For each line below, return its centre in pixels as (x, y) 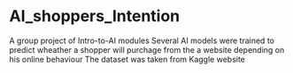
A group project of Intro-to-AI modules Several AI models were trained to (142, 40)
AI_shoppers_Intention (95, 16)
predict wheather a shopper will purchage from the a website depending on (147, 49)
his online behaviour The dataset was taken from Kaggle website (127, 59)
